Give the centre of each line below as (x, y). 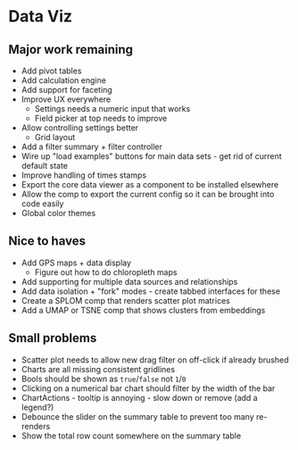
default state (45, 166)
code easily (42, 204)
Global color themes (58, 213)
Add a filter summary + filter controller (91, 146)
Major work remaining (71, 50)
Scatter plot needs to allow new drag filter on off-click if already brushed (155, 360)
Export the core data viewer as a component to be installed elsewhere (150, 184)
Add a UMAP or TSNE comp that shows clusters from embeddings (143, 310)
